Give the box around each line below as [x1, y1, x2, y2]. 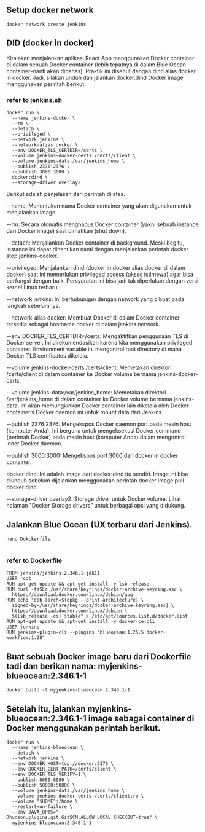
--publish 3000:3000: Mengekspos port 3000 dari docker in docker [6, 452, 178, 459]
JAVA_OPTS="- [28, 809, 62, 815]
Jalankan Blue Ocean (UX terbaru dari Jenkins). [6, 519, 193, 530]
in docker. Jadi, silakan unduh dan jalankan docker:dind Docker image [6, 74, 184, 81]
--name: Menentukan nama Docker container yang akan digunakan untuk [6, 202, 192, 210]
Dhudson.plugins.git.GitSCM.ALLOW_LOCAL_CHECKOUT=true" [6, 814, 152, 820]
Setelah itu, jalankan [6, 704, 86, 714]
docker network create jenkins [6, 21, 87, 27]
